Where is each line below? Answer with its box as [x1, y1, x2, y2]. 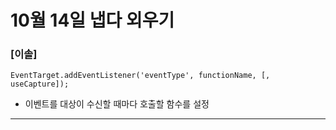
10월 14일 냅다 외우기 [10, 9, 175, 32]
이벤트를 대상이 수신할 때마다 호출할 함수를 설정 [24, 98, 210, 110]
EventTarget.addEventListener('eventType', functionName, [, [10, 71, 271, 81]
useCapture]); [10, 79, 70, 90]
